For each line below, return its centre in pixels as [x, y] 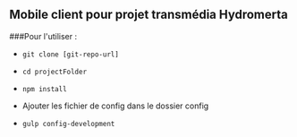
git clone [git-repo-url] [70, 54]
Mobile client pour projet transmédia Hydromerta [148, 15]
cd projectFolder [55, 72]
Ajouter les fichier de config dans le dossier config [115, 106]
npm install [44, 89]
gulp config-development [68, 124]
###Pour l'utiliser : [43, 36]
